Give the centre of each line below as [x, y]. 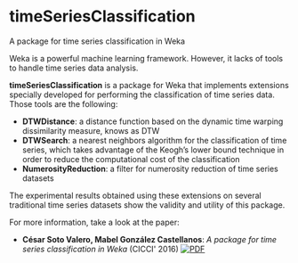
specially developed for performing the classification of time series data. [142, 95]
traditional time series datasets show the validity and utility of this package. [147, 205]
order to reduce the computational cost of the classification [131, 159]
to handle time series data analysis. [74, 68]
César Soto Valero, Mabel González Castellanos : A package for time [149, 239]
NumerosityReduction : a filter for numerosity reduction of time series [150, 168]
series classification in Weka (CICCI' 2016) [101, 249]
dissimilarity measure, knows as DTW [91, 130]
